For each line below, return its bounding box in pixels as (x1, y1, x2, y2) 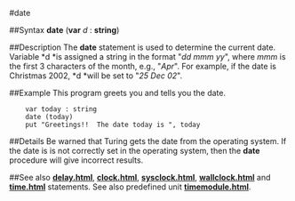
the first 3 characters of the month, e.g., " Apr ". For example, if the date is (9, 61, 277, 71)
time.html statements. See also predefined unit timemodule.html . (9, 181, 251, 192)
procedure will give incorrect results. (9, 155, 144, 165)
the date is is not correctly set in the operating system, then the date (9, 146, 260, 156)
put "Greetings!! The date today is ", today (25, 120, 201, 129)
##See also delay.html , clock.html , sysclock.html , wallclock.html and (9, 173, 271, 182)
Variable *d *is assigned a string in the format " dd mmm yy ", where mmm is (9, 52, 286, 61)
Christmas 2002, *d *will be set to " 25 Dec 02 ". (9, 70, 183, 81)
